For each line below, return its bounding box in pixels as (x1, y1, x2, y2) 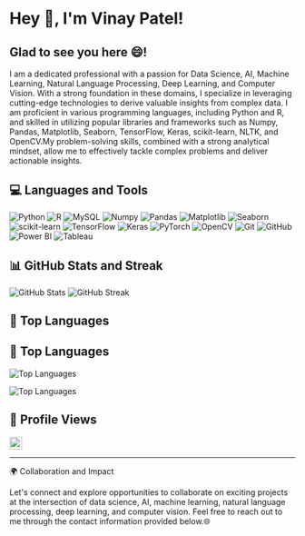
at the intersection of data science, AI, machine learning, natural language (9, 496, 286, 507)
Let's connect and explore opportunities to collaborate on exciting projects (9, 486, 289, 498)
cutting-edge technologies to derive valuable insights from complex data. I (9, 97, 289, 108)
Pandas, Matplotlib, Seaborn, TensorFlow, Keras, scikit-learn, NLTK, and (9, 126, 279, 137)
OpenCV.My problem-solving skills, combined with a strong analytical (9, 136, 270, 146)
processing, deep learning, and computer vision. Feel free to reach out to (9, 506, 283, 517)
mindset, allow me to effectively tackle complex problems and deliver (9, 145, 269, 156)
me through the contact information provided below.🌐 (9, 515, 211, 526)
